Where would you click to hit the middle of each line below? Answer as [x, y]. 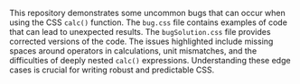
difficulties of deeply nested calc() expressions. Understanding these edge [150, 60]
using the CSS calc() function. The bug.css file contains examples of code [148, 22]
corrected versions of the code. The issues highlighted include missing [141, 41]
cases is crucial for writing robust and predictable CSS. [112, 70]
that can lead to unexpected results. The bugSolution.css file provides [140, 32]
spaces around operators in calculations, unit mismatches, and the [133, 51]
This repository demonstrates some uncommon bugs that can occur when [148, 13]
